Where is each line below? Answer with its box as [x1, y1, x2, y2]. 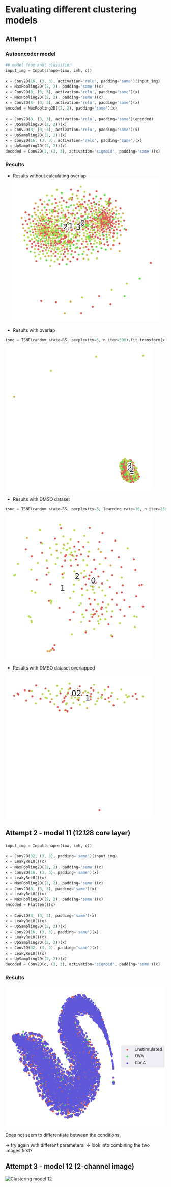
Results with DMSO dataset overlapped [12, 664, 95, 671]
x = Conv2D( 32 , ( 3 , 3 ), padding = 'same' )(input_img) [5, 854, 117, 859]
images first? [5, 1147, 33, 1153]
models [5, 14, 38, 26]
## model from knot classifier [5, 62, 72, 68]
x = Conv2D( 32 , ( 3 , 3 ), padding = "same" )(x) [5, 945, 99, 951]
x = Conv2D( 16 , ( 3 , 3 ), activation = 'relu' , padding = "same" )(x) [5, 138, 142, 143]
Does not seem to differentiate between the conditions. [5, 1132, 121, 1138]
